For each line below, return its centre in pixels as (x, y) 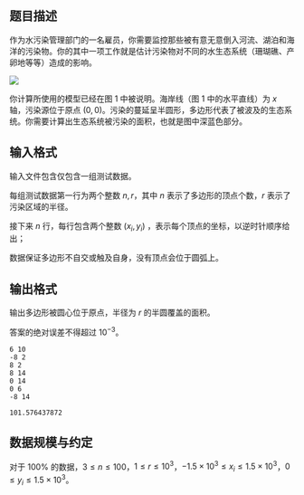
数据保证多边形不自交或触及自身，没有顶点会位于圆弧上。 (116, 258)
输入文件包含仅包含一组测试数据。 (73, 176)
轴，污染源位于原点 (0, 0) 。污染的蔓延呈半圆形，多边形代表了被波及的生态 (147, 109)
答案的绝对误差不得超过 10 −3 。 (66, 331)
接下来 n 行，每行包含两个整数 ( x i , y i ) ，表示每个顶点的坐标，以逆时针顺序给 (150, 227)
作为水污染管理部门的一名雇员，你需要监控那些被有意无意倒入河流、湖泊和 (148, 40)
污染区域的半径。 (41, 206)
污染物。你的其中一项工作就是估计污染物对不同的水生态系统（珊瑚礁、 (156, 51)
